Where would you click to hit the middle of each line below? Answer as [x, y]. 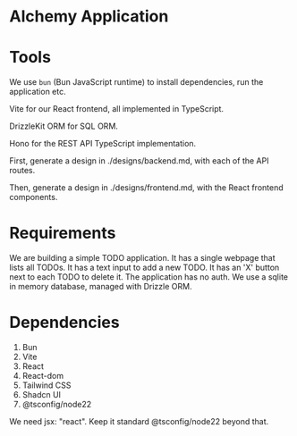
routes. [22, 171]
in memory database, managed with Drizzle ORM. [101, 287]
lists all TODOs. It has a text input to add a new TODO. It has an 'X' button [144, 268]
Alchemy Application [89, 17]
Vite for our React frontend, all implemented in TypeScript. [117, 109]
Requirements [63, 233]
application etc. [38, 92]
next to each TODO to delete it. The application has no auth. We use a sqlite [149, 277]
